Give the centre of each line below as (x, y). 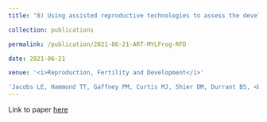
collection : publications (51, 30)
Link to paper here (39, 109)
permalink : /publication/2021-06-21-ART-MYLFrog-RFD (97, 44)
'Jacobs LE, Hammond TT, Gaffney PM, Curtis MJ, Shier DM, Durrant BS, (129, 87)
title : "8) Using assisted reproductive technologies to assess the (124, 15)
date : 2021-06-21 (37, 59)
